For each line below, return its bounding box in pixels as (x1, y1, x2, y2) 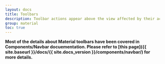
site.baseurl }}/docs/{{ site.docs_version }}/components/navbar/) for (5, 49, 151, 55)
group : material (5, 21, 38, 26)
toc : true (5, 25, 26, 30)
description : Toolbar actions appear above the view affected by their (5, 16, 155, 21)
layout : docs (5, 7, 32, 12)
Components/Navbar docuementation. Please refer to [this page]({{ (5, 44, 147, 50)
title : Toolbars (5, 12, 38, 17)
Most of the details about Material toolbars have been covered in (5, 39, 140, 44)
